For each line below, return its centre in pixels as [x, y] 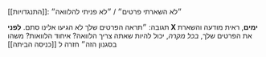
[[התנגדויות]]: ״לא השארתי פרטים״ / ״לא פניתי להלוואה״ [95, 12]
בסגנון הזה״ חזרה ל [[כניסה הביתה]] [62, 44]
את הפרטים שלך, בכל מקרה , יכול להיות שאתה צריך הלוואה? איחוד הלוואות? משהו [130, 36]
